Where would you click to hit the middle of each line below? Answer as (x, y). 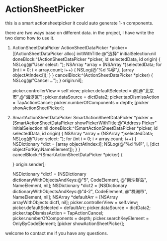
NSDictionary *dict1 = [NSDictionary (49, 174)
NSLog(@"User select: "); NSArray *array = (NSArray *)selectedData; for (87, 64)
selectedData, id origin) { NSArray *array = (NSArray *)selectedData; (83, 133)
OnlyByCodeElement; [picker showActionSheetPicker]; (68, 224)
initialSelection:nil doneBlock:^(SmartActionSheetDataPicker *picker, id (85, 128)
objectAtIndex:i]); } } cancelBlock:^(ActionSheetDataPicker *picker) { (83, 75)
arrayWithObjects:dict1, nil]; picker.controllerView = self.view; (75, 202)
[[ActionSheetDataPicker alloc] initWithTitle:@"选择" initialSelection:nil (84, 53)
